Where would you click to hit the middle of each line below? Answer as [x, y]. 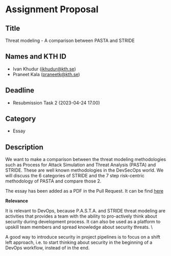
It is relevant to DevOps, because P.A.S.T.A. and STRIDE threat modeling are [86, 211]
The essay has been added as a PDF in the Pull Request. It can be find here [84, 191]
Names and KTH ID [36, 56]
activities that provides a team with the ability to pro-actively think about [81, 216]
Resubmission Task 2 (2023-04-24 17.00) [56, 103]
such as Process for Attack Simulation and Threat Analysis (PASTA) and [81, 165]
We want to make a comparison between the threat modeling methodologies [86, 159]
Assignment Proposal [52, 9]
